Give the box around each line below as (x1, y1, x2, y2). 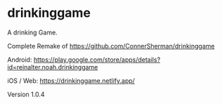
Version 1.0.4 (7, 90, 45, 98)
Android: (7, 55, 32, 64)
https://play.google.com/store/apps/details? (33, 55, 161, 64)
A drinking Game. (7, 28, 58, 37)
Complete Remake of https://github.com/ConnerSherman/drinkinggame (7, 41, 215, 50)
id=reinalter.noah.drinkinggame (7, 63, 98, 71)
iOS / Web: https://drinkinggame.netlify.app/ (7, 76, 136, 85)
